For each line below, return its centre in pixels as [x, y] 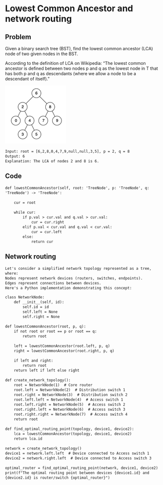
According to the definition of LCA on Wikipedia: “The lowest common [76, 63]
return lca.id [28, 439]
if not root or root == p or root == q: [55, 331]
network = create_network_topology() [43, 448]
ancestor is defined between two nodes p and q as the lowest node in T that [81, 68]
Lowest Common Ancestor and [69, 9]
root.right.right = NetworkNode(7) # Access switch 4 [71, 414]
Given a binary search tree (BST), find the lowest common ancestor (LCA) [79, 49]
